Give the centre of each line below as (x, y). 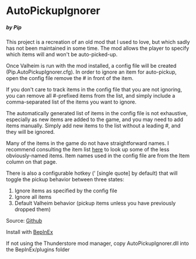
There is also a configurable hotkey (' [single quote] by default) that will (92, 173)
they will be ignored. (31, 132)
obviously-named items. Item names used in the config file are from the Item (98, 156)
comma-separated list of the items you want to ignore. (71, 102)
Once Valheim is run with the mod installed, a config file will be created (91, 66)
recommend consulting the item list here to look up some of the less (88, 150)
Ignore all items (33, 197)
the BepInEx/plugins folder (38, 250)
